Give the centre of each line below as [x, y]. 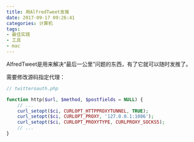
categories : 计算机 [30, 23]
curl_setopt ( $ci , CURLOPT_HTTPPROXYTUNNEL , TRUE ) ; [83, 111]
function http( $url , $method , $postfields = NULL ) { [75, 99]
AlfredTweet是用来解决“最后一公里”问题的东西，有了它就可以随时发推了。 [99, 64]
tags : [13, 29]
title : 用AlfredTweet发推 [38, 12]
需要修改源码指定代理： [36, 77]
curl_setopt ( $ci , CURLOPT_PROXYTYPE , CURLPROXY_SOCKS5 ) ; [91, 122]
